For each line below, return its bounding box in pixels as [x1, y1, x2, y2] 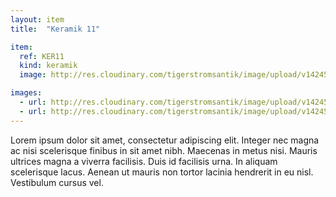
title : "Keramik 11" [10, 24, 101, 34]
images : [10, 88, 43, 98]
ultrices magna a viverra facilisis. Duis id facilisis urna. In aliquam [10, 155, 278, 167]
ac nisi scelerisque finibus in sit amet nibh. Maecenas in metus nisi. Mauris [10, 144, 318, 156]
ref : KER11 [19, 51, 65, 61]
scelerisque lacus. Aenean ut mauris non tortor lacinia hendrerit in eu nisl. [10, 166, 314, 178]
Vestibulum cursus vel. [10, 176, 104, 188]
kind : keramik [19, 61, 78, 71]
